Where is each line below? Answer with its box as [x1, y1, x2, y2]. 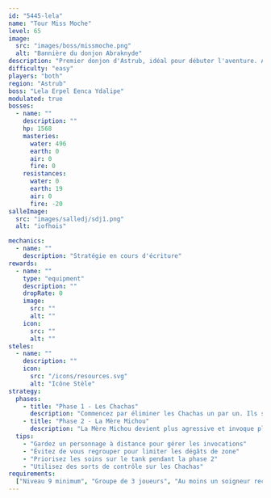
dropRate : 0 [23, 289, 63, 298]
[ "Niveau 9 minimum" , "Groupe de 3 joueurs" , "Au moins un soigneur [15, 478, 251, 486]
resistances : [23, 170, 67, 178]
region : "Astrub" [8, 79, 67, 87]
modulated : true [8, 95, 63, 103]
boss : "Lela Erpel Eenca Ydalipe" [8, 87, 125, 95]
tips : [15, 433, 35, 441]
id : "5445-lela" [8, 11, 63, 20]
